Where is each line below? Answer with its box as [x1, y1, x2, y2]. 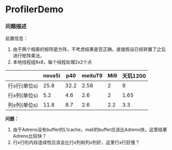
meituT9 [82, 72, 103, 79]
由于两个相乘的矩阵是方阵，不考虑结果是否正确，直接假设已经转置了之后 [12, 46, 166, 52]
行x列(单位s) [8, 92, 39, 99]
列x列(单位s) [8, 101, 39, 109]
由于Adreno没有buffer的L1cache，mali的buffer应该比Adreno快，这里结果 [12, 126, 167, 133]
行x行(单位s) [8, 82, 39, 90]
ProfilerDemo [5, 4, 64, 15]
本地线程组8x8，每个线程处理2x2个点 [12, 59, 92, 65]
